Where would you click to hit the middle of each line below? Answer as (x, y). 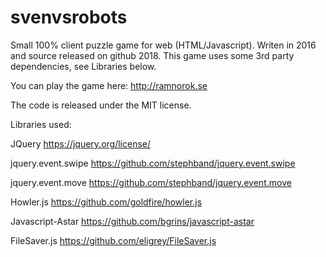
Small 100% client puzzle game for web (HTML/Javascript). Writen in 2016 (163, 45)
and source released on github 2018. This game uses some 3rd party (152, 55)
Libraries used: (41, 124)
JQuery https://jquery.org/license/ (81, 143)
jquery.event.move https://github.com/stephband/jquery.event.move (151, 182)
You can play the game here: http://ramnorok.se (109, 85)
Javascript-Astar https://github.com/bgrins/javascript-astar (132, 221)
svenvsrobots (69, 17)
